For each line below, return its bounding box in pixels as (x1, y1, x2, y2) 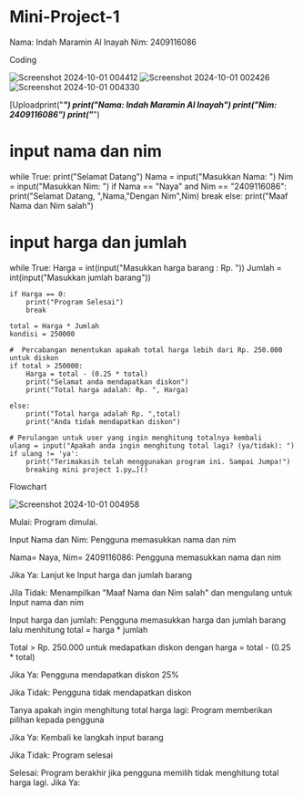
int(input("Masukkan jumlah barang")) (9, 272, 152, 283)
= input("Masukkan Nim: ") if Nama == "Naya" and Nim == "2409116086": (9, 181, 288, 191)
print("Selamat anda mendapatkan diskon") (25, 377, 189, 387)
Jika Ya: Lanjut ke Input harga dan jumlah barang (9, 569, 193, 580)
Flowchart (9, 481, 47, 492)
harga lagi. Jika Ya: (9, 777, 81, 788)
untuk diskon (9, 353, 59, 362)
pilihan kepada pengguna (9, 714, 105, 725)
